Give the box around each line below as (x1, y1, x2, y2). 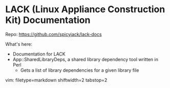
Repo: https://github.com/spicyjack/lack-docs (5, 31, 102, 37)
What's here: (5, 41, 32, 47)
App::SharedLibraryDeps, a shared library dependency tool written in (12, 56, 159, 62)
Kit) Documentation (5, 14, 91, 26)
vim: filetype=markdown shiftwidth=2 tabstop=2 (5, 77, 108, 83)
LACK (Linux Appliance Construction (5, 4, 165, 15)
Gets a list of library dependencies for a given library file (20, 67, 139, 73)
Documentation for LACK (12, 51, 66, 57)
